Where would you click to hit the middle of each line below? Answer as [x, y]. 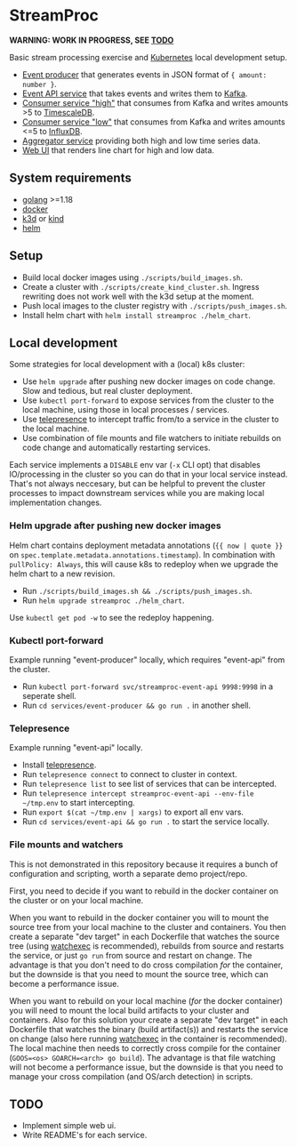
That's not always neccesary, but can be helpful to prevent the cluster [137, 484]
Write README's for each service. [84, 1135]
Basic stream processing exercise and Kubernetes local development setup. [148, 57]
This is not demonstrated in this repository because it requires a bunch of [144, 864]
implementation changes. [56, 502]
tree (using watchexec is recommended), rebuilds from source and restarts [147, 946]
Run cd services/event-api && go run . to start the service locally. [145, 822]
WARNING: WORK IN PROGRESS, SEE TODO [92, 40]
